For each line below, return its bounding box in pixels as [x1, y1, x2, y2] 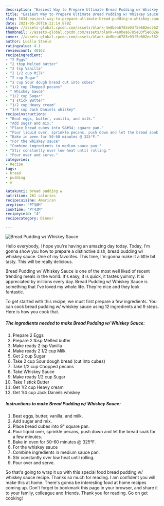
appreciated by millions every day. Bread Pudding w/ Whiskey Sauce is [5, 279, 148, 284]
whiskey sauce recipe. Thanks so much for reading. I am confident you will [5, 474, 156, 480]
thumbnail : [5, 30, 28, 35]
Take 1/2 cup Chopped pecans [12, 363, 74, 369]
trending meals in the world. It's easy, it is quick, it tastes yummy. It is [5, 273, 145, 279]
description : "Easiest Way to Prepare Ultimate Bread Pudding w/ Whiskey [5, 7, 159, 12]
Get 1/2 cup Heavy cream [12, 384, 64, 390]
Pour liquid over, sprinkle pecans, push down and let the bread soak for [12, 428, 156, 434]
